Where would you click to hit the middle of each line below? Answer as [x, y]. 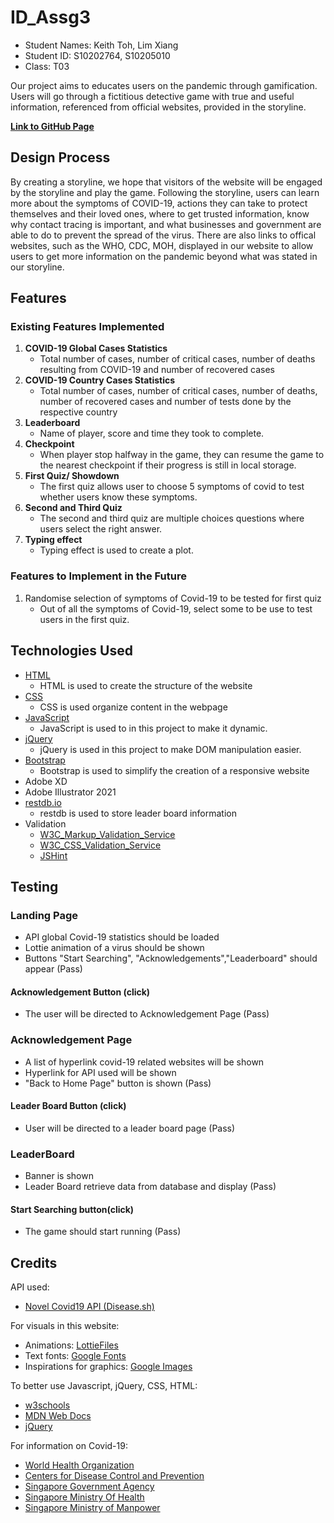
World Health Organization [79, 1465]
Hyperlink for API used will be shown [100, 1072]
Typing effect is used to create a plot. [116, 550]
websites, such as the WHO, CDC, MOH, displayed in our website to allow [162, 245]
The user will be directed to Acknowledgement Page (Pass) [147, 1014]
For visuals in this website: [65, 1326]
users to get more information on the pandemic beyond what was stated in [164, 256]
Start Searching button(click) [72, 1209]
